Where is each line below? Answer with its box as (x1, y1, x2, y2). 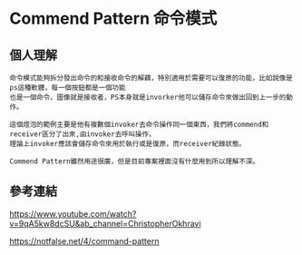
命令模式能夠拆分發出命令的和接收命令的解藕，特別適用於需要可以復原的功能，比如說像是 (9, 74, 293, 83)
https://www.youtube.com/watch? (9, 208, 137, 219)
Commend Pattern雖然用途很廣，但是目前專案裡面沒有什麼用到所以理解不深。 (9, 157, 260, 166)
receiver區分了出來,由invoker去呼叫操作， (9, 130, 156, 139)
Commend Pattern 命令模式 (9, 8, 218, 29)
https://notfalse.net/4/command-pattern (9, 235, 160, 246)
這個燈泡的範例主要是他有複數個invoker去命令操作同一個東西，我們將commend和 (9, 120, 269, 129)
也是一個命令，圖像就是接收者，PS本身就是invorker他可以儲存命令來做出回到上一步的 (9, 93, 287, 102)
